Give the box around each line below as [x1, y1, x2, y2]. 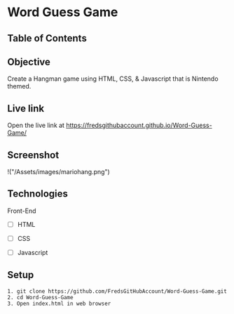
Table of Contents [7, 32, 88, 44]
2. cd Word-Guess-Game [7, 294, 74, 301]
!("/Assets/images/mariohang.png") [7, 168, 110, 176]
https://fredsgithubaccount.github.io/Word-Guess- [66, 121, 212, 130]
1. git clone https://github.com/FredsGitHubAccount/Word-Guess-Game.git [7, 287, 228, 295]
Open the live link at [7, 121, 65, 130]
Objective [7, 55, 51, 67]
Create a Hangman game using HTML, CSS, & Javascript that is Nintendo [7, 74, 219, 83]
